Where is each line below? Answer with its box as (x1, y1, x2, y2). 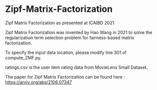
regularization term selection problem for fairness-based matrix (5, 35, 135, 41)
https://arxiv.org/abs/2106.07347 (5, 79, 72, 85)
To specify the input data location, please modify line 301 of (5, 49, 127, 55)
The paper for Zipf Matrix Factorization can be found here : (5, 74, 125, 80)
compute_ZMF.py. (5, 54, 42, 60)
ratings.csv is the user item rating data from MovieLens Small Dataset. (5, 64, 148, 70)
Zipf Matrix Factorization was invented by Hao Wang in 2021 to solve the (5, 29, 153, 35)
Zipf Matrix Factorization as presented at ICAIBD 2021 (5, 20, 115, 26)
